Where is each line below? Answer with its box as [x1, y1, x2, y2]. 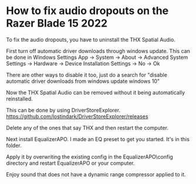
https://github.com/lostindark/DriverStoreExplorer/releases [6, 113, 148, 120]
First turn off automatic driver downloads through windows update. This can [6, 47, 191, 54]
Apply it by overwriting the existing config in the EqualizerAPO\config [6, 153, 173, 160]
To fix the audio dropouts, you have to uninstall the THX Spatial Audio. [6, 36, 176, 43]
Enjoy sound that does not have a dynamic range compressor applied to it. [6, 170, 186, 178]
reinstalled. [6, 95, 33, 102]
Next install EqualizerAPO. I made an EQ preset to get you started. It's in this [6, 135, 190, 142]
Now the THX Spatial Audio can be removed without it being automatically [6, 89, 185, 96]
